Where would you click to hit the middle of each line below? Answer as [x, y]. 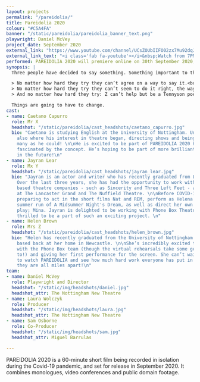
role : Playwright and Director [50, 282]
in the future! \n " [40, 155]
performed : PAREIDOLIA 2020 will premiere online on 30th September [93, 61]
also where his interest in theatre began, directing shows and [98, 138]
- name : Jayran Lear [32, 160]
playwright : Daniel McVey [38, 39]
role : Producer [30, 304]
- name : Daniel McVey [33, 277]
